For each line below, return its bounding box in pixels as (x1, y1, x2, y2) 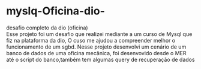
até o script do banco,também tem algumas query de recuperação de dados (6, 56, 195, 63)
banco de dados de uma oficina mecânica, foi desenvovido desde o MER (6, 49, 187, 56)
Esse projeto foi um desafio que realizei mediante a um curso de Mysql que (6, 30, 193, 37)
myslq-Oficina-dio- (6, 4, 105, 18)
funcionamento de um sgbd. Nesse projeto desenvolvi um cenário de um (6, 43, 187, 50)
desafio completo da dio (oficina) (6, 24, 88, 31)
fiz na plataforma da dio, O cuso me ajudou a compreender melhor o (6, 37, 176, 44)
